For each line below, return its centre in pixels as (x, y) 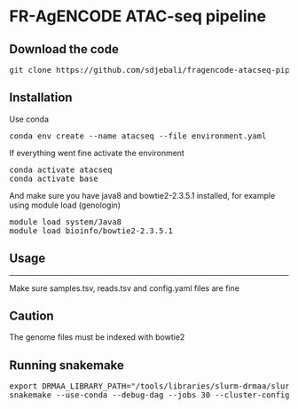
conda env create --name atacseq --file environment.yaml (138, 136)
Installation (41, 98)
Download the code (64, 49)
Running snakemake (67, 365)
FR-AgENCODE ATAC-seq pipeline (138, 16)
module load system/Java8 (66, 222)
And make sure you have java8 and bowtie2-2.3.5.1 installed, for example (142, 195)
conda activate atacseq (61, 169)
